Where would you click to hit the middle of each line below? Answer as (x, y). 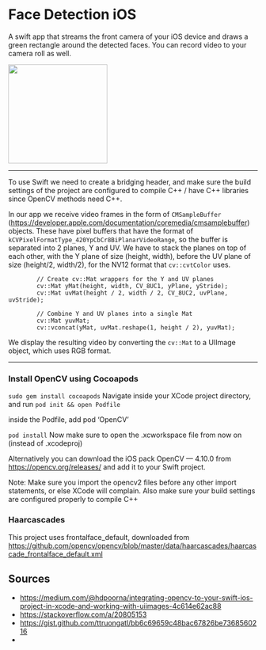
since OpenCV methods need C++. (65, 199)
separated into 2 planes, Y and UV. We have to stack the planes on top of (127, 248)
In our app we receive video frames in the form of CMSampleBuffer (115, 214)
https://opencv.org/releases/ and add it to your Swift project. (107, 467)
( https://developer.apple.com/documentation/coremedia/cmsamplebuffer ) (129, 222)
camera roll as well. (40, 53)
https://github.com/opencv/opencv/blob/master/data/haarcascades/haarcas (133, 545)
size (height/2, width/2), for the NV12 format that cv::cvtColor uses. (120, 264)
